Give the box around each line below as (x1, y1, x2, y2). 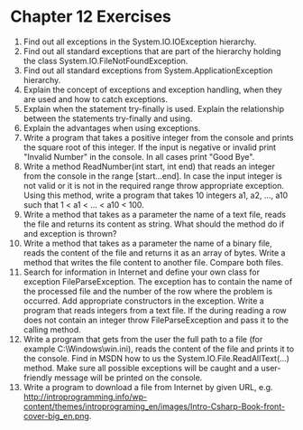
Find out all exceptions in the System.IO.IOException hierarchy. (23, 36, 257, 47)
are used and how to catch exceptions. (23, 93, 168, 105)
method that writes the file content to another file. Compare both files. (23, 257, 284, 267)
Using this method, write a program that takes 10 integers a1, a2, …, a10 (23, 190, 289, 201)
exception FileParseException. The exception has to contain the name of (23, 276, 293, 286)
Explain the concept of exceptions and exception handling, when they (23, 84, 282, 95)
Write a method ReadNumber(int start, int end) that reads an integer (23, 161, 276, 172)
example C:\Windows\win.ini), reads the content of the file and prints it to (23, 343, 295, 354)
